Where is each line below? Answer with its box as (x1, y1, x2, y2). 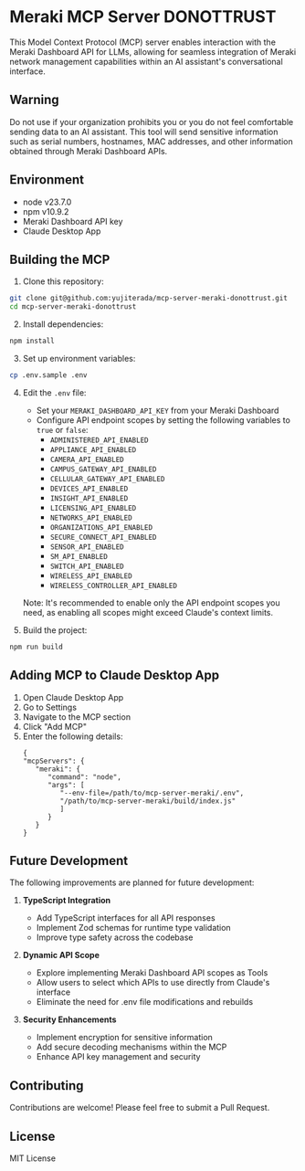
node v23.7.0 (22, 196, 72, 207)
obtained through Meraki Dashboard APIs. (9, 145, 168, 156)
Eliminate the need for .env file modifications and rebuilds (36, 997, 254, 1007)
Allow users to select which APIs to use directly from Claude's (36, 977, 270, 988)
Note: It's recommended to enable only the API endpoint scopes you (22, 596, 280, 608)
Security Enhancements (22, 1014, 117, 1025)
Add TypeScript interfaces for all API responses (36, 913, 216, 923)
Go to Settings (22, 702, 78, 712)
